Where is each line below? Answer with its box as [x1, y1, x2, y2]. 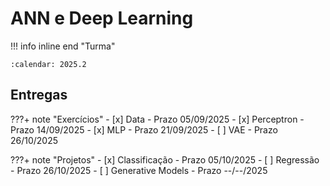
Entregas [10, 87, 68, 104]
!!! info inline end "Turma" [10, 40, 116, 52]
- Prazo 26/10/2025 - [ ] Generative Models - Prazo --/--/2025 [10, 164, 268, 176]
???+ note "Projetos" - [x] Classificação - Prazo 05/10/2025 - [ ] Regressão [10, 153, 320, 166]
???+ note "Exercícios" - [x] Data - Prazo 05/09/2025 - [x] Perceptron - [10, 113, 305, 125]
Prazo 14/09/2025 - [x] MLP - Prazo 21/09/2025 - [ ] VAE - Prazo [10, 123, 278, 136]
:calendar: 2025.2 [10, 59, 87, 69]
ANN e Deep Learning [10, 7, 194, 30]
